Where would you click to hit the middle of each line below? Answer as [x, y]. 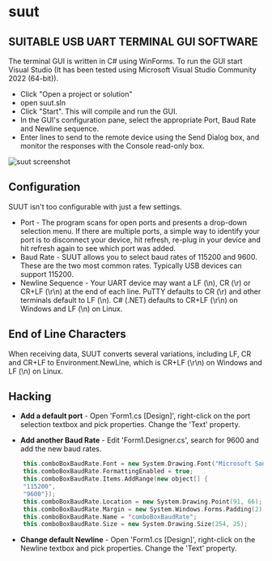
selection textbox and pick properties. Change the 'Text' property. [130, 425]
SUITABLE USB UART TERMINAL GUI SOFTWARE [134, 42]
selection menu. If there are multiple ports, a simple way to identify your [140, 231]
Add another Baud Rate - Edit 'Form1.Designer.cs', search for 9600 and [139, 440]
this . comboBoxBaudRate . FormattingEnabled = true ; [108, 472]
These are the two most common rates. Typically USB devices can [131, 265]
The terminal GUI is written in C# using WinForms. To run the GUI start [125, 61]
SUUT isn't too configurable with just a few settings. [95, 206]
